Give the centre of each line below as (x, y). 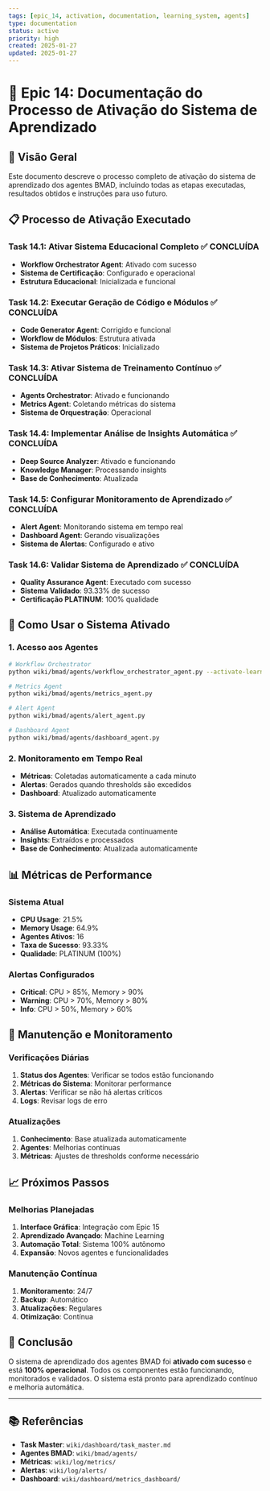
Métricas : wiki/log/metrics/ (68, 1462)
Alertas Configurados (51, 975)
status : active (34, 31)
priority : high (34, 38)
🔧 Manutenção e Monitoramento (90, 1035)
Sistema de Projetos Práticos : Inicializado (90, 346)
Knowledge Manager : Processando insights (93, 470)
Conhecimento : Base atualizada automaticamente (103, 1139)
